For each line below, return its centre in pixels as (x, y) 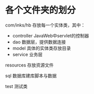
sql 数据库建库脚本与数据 (31, 75)
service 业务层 (27, 54)
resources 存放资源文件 (29, 65)
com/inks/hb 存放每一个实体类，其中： (45, 25)
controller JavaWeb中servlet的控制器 (51, 35)
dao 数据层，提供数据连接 (39, 42)
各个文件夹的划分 (41, 10)
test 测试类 (16, 86)
